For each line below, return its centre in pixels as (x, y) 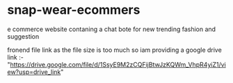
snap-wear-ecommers (74, 10)
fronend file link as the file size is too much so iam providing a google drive (115, 50)
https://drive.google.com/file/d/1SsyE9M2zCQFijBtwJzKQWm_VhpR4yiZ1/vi (118, 64)
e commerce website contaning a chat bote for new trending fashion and (112, 29)
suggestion (23, 36)
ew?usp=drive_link (34, 72)
